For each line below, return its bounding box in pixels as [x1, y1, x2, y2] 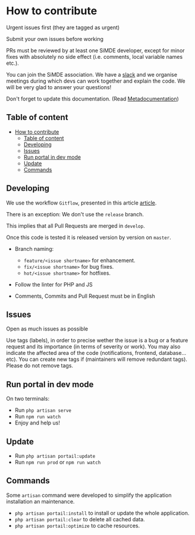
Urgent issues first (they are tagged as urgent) [6, 24, 120, 31]
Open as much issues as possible [6, 325, 88, 332]
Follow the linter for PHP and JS [14, 281, 93, 288]
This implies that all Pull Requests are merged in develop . [6, 222, 145, 229]
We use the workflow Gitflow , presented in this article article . [6, 199, 157, 206]
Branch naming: [14, 245, 54, 252]
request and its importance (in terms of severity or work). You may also [6, 343, 181, 350]
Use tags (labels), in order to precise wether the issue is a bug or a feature [6, 337, 188, 344]
